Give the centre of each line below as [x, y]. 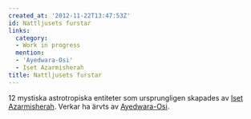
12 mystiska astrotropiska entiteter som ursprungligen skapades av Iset [125, 97]
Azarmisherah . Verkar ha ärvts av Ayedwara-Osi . [89, 106]
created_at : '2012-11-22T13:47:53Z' [69, 16]
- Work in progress [48, 46]
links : [19, 30]
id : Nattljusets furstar [50, 23]
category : [32, 38]
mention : [30, 53]
